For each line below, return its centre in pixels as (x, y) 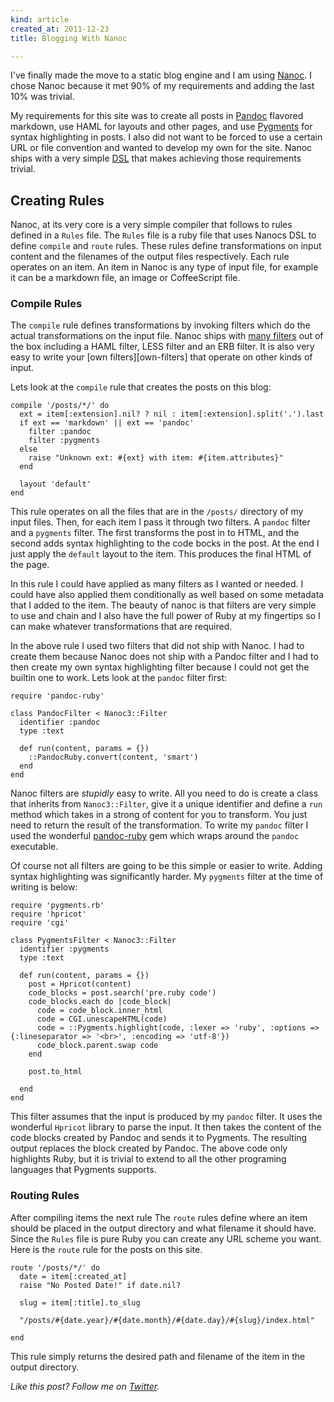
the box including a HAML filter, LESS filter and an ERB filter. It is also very (162, 347)
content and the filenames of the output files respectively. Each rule (150, 257)
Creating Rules (57, 200)
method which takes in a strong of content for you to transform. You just (159, 815)
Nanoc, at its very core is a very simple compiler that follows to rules (151, 225)
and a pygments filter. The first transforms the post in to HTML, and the (155, 533)
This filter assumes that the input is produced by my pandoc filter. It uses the (166, 1117)
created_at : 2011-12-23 (60, 29)
